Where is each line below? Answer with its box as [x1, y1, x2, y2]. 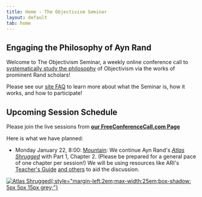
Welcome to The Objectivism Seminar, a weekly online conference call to [6, 59, 189, 66]
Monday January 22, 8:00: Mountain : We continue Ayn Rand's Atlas [15, 146, 185, 153]
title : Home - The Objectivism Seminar [6, 8, 107, 15]
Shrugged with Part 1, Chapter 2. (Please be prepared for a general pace [15, 153, 197, 160]
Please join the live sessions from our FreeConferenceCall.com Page [6, 123, 180, 130]
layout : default [6, 15, 47, 21]
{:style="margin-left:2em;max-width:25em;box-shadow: [50, 178, 191, 184]
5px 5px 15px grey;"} [6, 184, 59, 191]
